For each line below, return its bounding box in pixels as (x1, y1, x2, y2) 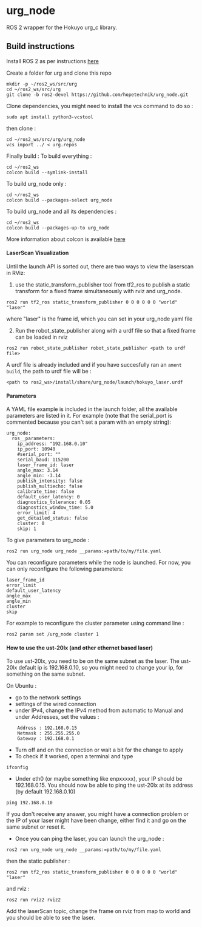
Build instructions (6, 41, 75, 52)
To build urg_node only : (6, 180, 67, 187)
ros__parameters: (12, 435, 56, 442)
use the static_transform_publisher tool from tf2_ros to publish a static (15, 280, 190, 288)
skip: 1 (17, 526, 36, 532)
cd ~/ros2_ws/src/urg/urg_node (6, 136, 86, 143)
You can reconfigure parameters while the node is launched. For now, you (6, 559, 191, 566)
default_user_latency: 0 (17, 494, 80, 500)
